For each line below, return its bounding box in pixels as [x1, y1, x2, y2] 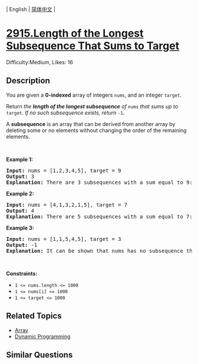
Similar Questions [6, 350, 73, 360]
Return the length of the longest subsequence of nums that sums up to [6, 102, 179, 110]
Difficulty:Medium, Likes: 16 [6, 58, 74, 65]
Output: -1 [6, 241, 38, 248]
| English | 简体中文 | [6, 6, 56, 12]
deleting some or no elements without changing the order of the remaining [6, 127, 187, 134]
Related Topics [6, 311, 62, 321]
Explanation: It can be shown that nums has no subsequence [6, 247, 184, 254]
